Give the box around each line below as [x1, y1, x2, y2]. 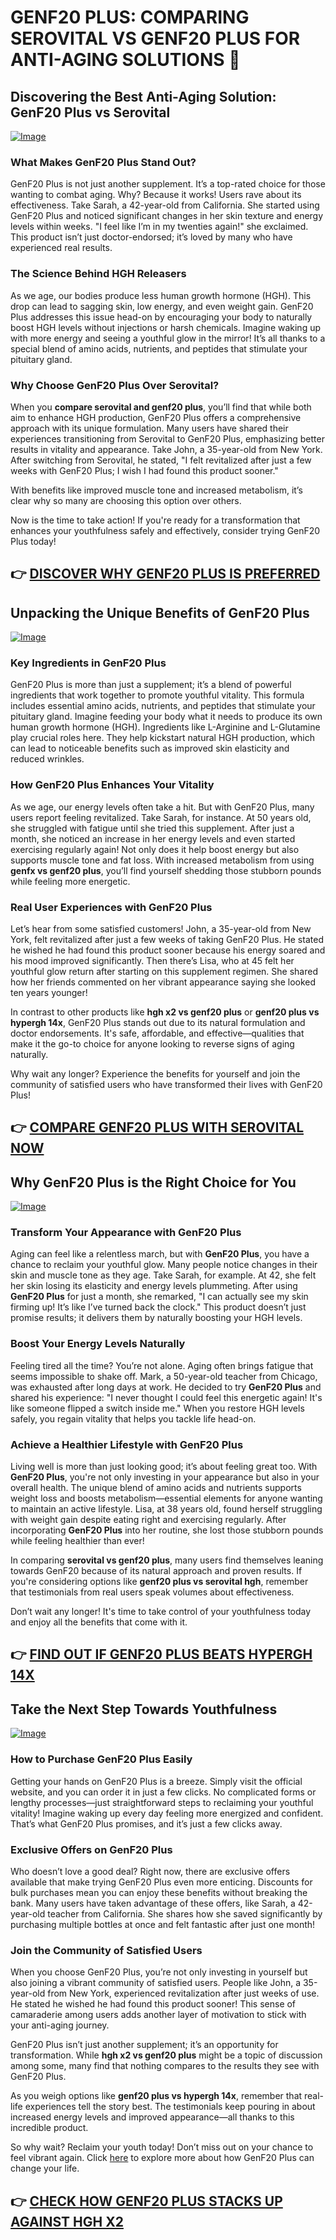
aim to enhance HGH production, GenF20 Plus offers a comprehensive [10, 411, 302, 423]
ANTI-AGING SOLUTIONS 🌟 [10, 49, 241, 71]
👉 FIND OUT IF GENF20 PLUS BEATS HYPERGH [10, 1646, 313, 1663]
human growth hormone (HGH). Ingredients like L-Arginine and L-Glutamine [10, 721, 321, 733]
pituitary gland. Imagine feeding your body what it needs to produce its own [10, 711, 323, 723]
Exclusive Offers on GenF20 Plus [10, 1842, 173, 1856]
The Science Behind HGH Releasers [10, 267, 187, 281]
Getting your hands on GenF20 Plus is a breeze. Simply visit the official [10, 1775, 303, 1787]
